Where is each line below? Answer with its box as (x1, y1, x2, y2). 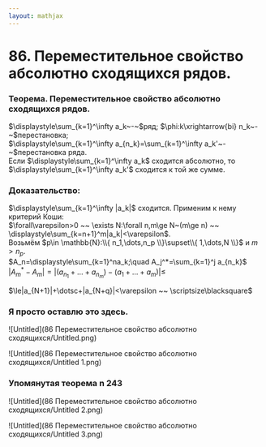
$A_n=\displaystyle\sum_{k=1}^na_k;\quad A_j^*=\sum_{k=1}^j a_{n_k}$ (8, 257, 247, 267)
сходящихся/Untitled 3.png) (8, 429, 104, 439)
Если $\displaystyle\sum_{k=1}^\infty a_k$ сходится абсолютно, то (8, 156, 236, 166)
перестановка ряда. (17, 148, 88, 157)
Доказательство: (8, 185, 81, 196)
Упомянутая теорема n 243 (8, 378, 123, 389)
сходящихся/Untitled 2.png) (8, 405, 104, 415)
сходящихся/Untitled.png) (8, 333, 97, 343)
